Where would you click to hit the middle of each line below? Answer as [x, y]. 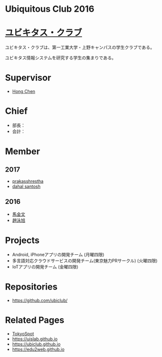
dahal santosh [26, 186]
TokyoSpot [23, 334]
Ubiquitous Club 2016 [50, 9]
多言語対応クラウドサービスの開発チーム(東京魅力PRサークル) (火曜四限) [85, 261]
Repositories [31, 287]
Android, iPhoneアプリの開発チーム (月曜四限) [58, 254]
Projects [22, 240]
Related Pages [35, 320]
